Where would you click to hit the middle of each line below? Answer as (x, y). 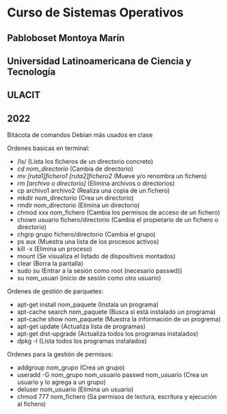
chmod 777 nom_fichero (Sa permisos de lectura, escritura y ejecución (117, 397)
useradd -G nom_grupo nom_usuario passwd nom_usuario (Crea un (112, 375)
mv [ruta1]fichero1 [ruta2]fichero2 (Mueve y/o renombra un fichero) (112, 176)
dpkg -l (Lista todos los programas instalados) (82, 341)
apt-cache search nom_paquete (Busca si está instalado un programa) (116, 312)
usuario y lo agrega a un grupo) (61, 382)
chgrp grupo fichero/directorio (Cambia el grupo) (86, 234)
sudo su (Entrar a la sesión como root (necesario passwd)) (99, 271)
